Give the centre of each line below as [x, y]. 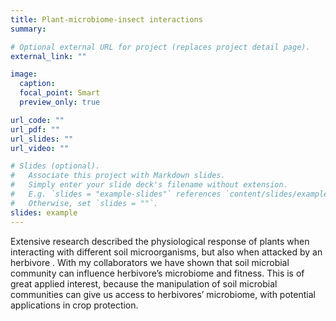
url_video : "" [40, 148]
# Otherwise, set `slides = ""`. [84, 203]
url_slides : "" [42, 139]
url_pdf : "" [35, 129]
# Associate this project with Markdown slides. [118, 176]
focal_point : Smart [60, 93]
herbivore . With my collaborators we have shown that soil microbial [150, 262]
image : [24, 74]
